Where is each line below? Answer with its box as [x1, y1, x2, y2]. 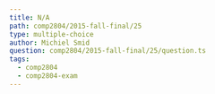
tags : [9, 55, 30, 64]
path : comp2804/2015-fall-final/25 [9, 21, 142, 30]
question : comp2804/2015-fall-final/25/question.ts [9, 47, 206, 56]
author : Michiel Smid [9, 38, 90, 47]
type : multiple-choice [9, 30, 94, 38]
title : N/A [9, 13, 50, 22]
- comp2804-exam [17, 72, 78, 81]
